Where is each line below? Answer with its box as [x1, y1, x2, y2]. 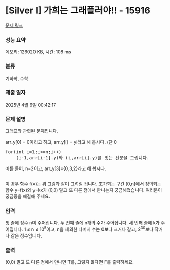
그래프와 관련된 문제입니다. [5, 128, 58, 134]
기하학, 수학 [5, 75, 29, 81]
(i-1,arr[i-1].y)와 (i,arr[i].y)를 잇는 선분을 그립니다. [16, 155, 150, 161]
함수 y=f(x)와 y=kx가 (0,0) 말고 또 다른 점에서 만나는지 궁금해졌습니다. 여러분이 [5, 187, 162, 193]
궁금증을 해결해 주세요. [5, 193, 50, 199]
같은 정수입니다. [10, 233, 42, 239]
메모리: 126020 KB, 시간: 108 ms [5, 49, 71, 55]
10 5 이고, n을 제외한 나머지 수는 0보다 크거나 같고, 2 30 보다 [39, 225, 154, 232]
